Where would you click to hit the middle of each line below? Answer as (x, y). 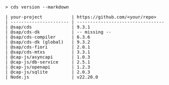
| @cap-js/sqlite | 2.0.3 (48, 72)
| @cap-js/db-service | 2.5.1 (48, 62)
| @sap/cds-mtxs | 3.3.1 (48, 52)
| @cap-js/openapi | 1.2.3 (48, 67)
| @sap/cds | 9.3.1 (48, 27)
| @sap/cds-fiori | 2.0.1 (48, 47)
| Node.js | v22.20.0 (52, 77)
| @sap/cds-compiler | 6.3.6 (48, 37)
